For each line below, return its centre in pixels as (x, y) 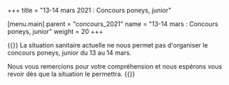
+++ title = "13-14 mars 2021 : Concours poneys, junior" (90, 10)
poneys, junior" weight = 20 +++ (55, 32)
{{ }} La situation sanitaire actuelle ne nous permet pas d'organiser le (108, 45)
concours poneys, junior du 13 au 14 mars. (70, 53)
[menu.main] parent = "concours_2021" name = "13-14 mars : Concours (113, 24)
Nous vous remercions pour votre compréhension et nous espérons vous (115, 66)
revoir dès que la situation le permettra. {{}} (71, 74)
